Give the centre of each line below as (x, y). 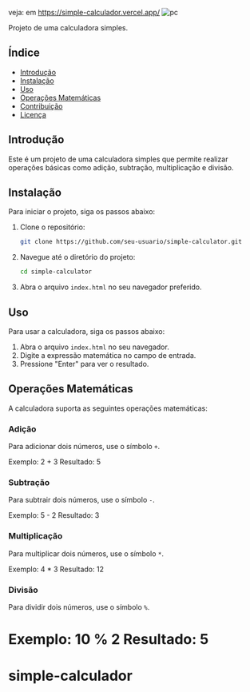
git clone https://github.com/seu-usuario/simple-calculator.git (131, 242)
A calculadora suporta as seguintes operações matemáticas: (108, 408)
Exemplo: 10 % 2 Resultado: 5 (109, 640)
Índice (24, 53)
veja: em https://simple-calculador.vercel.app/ (84, 12)
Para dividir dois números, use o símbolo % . (79, 607)
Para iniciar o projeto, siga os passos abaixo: (82, 212)
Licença (33, 114)
